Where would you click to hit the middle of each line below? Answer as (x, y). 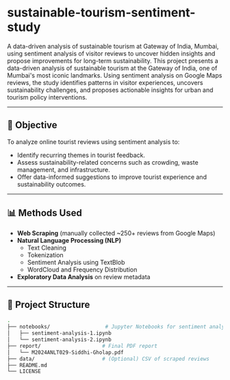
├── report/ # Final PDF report (82, 346)
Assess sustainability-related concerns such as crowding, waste (107, 162)
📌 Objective (32, 125)
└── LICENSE (24, 372)
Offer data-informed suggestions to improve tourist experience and (112, 177)
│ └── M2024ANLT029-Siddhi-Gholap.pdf (66, 352)
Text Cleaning (47, 248)
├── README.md (27, 365)
